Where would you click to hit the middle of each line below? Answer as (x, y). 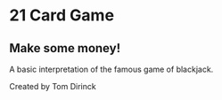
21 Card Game (62, 15)
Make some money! (65, 48)
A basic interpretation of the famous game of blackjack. (111, 69)
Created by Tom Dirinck (53, 86)
